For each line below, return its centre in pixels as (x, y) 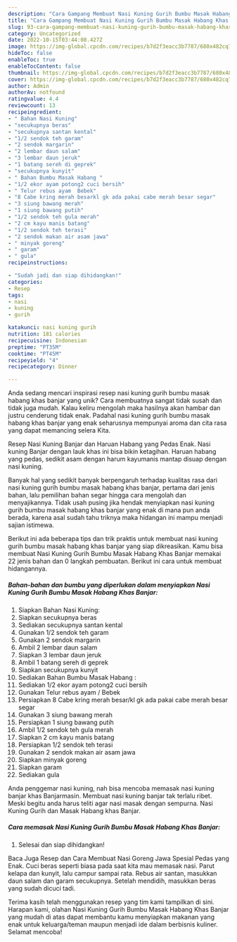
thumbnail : (24, 73)
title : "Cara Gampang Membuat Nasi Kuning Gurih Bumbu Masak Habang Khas (118, 20)
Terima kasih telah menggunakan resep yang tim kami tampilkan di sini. (111, 902)
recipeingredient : (35, 112)
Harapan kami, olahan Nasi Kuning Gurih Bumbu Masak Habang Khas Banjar (118, 910)
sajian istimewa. (31, 525)
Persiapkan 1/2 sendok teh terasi (65, 745)
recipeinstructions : (38, 263)
